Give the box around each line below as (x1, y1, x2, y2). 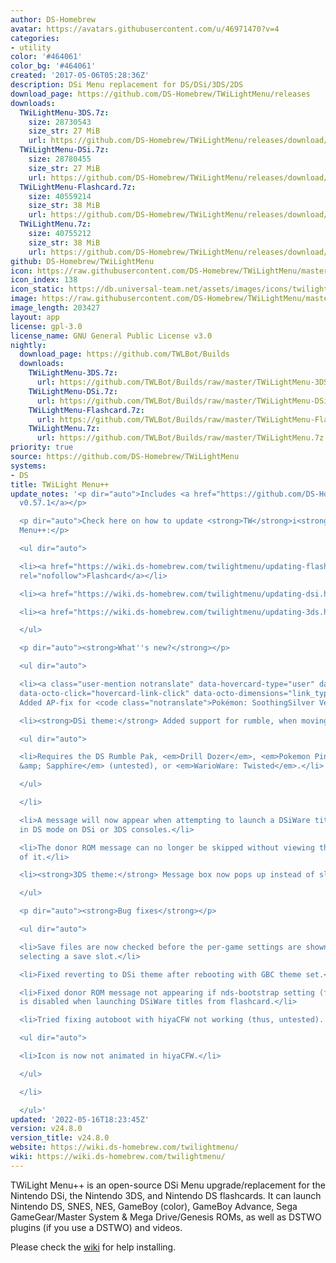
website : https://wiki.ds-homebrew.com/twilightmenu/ (10, 1142, 240, 1153)
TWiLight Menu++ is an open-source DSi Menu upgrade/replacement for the (10, 1179, 326, 1191)
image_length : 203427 (10, 303, 101, 313)
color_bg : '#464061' (10, 61, 97, 71)
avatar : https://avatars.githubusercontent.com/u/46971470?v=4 (10, 24, 280, 34)
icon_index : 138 (10, 275, 78, 285)
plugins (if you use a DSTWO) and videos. (10, 1221, 183, 1233)
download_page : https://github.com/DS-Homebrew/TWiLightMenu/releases (10, 89, 311, 99)
